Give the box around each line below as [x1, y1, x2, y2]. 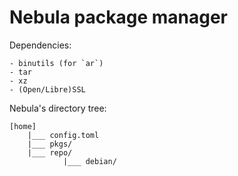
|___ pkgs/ [27, 139, 73, 149]
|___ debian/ [62, 156, 117, 166]
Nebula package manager [9, 6, 229, 29]
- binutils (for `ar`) [9, 58, 104, 68]
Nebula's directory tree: [9, 102, 107, 114]
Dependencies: [9, 39, 72, 51]
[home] [9, 121, 37, 131]
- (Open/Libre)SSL [9, 84, 86, 95]
